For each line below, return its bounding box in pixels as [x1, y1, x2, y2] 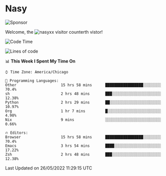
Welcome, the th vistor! [5, 29, 103, 35]
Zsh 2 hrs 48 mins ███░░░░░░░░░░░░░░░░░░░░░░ [5, 152, 162, 157]
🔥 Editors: [5, 130, 28, 135]
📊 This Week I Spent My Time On [5, 58, 76, 64]
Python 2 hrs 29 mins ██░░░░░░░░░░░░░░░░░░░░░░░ [5, 100, 162, 105]
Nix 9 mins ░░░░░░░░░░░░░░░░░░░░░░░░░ [5, 117, 162, 122]
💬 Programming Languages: [5, 78, 59, 83]
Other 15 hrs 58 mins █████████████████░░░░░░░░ [5, 82, 162, 87]
